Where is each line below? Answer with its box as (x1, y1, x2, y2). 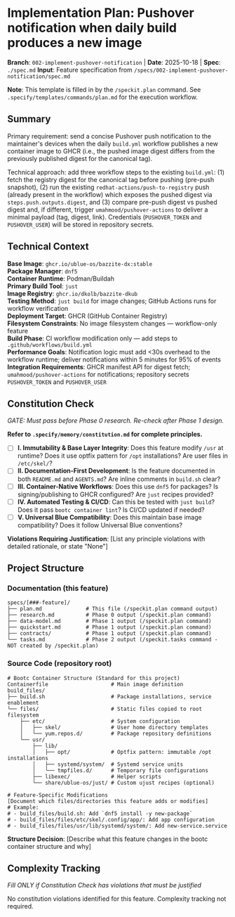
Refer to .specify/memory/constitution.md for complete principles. (7, 430, 203, 439)
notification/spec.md (7, 72, 71, 80)
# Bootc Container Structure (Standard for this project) (7, 674, 180, 681)
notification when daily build (7, 20, 177, 36)
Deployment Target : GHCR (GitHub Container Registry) (7, 312, 168, 320)
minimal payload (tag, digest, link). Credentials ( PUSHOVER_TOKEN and (7, 212, 202, 221)
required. (7, 902, 34, 911)
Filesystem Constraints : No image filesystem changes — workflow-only (7, 319, 217, 328)
